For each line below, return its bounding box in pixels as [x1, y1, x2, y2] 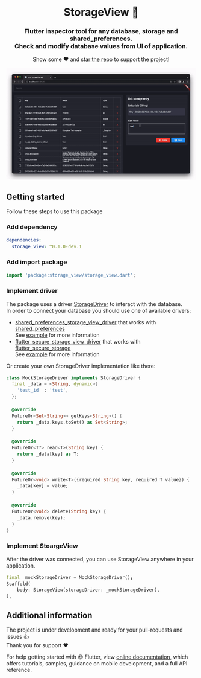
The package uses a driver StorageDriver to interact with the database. [6, 300, 182, 307]
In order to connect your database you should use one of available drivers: [6, 307, 191, 314]
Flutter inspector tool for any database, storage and [23, 27, 179, 36]
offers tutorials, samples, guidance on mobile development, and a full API [6, 660, 188, 667]
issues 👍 [6, 633, 29, 641]
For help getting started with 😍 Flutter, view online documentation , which [6, 653, 188, 660]
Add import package [6, 258, 67, 266]
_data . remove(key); [17, 514, 66, 521]
